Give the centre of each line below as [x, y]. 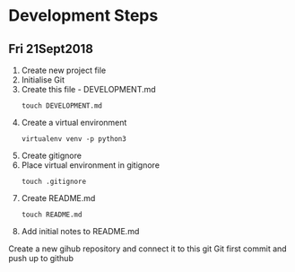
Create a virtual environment [74, 123]
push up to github [41, 258]
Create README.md [58, 198]
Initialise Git [43, 80]
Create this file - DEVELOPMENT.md [88, 89]
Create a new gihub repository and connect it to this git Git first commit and [148, 249]
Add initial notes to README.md [80, 231]
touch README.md [52, 215]
